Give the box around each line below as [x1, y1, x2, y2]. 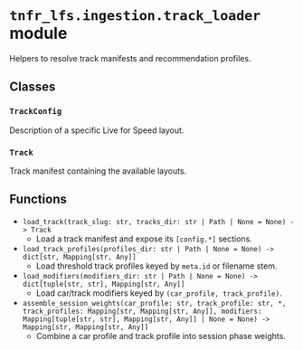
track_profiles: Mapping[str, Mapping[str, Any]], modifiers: [22, 307, 262, 316]
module [9, 24, 68, 43]
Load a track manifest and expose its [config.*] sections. [35, 233, 253, 244]
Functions [9, 192, 68, 207]
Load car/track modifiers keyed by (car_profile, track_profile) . [35, 288, 282, 298]
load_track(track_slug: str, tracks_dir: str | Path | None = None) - [22, 217, 295, 226]
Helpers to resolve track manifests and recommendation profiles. [9, 52, 251, 63]
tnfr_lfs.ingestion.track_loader [9, 7, 261, 24]
